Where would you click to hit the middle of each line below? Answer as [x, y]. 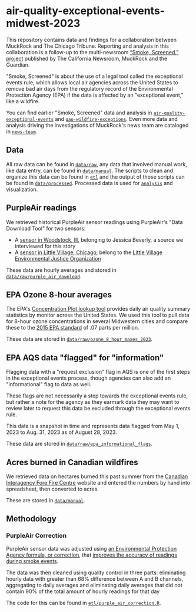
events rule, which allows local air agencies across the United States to [92, 82]
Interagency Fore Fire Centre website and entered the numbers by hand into [98, 483]
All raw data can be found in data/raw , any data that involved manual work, [97, 164]
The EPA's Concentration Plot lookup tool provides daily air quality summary [98, 309]
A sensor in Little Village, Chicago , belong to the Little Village [89, 252]
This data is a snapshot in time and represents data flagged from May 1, [93, 426]
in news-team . [22, 131]
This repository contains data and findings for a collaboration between [91, 40]
